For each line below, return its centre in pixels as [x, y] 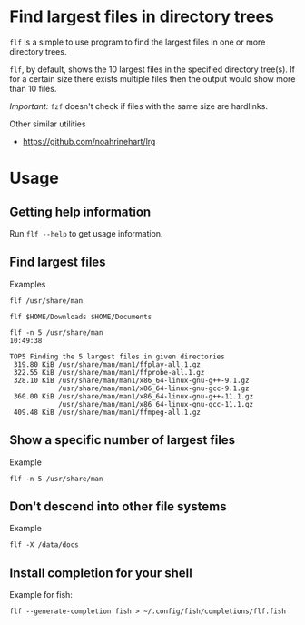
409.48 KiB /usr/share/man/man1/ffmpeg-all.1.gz [107, 412]
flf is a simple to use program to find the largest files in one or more [138, 42]
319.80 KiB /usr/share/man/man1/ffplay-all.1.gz [107, 364]
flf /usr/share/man [46, 301]
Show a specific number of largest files [123, 440]
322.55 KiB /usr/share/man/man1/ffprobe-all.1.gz [109, 372]
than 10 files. [33, 88]
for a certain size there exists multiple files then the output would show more [152, 78]
